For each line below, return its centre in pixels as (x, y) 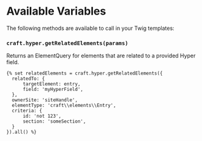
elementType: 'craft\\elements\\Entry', (64, 106)
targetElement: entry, (51, 84)
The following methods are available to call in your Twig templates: (90, 28)
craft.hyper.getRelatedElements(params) (67, 43)
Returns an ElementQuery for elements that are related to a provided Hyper (101, 56)
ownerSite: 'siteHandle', (45, 100)
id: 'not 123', (42, 116)
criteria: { (27, 111)
